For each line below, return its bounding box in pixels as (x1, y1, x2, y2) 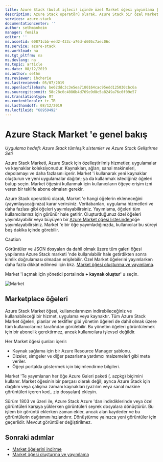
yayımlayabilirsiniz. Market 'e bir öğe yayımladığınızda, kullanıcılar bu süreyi (5, 222, 158, 228)
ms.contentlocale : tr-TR (5, 99, 56, 104)
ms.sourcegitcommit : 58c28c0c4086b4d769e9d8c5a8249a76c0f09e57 (5, 89, 137, 94)
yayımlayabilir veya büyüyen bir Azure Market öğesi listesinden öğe (5, 216, 140, 222)
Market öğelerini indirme (12, 446, 62, 452)
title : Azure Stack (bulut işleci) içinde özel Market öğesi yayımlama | (5, 7, 159, 12)
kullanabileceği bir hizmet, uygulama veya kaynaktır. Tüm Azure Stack (5, 313, 146, 319)
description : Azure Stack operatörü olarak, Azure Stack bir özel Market (5, 12, 159, 17)
